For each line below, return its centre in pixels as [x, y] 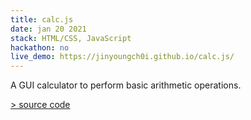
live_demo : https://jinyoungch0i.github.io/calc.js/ [122, 57]
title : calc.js [42, 19]
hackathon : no [40, 47]
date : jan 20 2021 [48, 29]
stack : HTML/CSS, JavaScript [71, 38]
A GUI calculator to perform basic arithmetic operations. [126, 85]
